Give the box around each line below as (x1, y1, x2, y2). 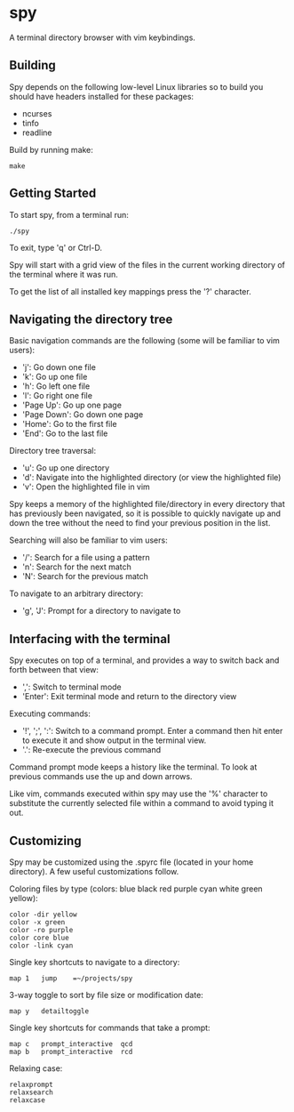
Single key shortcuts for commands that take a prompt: (9, 1022, 211, 1033)
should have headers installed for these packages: (9, 91, 194, 101)
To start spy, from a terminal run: (9, 209, 129, 220)
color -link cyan (9, 941, 74, 950)
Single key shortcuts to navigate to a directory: (9, 957, 180, 967)
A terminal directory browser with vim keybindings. (9, 32, 195, 43)
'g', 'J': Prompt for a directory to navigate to (21, 606, 181, 616)
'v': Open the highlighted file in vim (21, 481, 151, 492)
